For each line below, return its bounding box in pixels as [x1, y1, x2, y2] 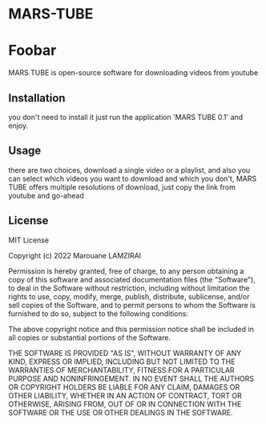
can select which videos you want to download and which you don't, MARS [8, 174, 257, 183]
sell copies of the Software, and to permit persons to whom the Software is [8, 300, 256, 310]
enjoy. [8, 121, 29, 130]
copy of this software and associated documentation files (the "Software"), [8, 274, 256, 284]
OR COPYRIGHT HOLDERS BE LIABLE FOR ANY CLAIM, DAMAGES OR [8, 382, 240, 392]
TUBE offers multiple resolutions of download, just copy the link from [8, 182, 236, 192]
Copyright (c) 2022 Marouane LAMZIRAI [8, 250, 142, 260]
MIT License [8, 235, 50, 245]
